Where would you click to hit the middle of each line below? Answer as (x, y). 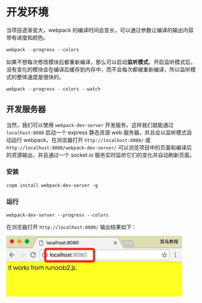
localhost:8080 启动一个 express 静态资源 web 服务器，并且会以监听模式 (96, 132)
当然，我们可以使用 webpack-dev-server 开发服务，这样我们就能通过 (90, 125)
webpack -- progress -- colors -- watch (54, 89)
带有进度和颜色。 (27, 37)
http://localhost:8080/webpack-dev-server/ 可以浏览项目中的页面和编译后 (99, 147)
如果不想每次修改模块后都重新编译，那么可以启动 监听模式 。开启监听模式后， (101, 62)
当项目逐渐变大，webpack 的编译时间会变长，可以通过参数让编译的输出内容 (100, 30)
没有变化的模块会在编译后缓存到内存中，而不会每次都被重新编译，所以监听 (98, 69)
